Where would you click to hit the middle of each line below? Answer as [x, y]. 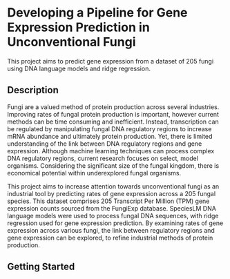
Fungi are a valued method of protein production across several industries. [113, 107]
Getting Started [41, 267]
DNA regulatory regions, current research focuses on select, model [103, 158]
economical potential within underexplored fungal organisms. [94, 173]
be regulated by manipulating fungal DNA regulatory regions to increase [109, 128]
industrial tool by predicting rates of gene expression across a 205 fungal [112, 193]
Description [33, 90]
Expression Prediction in [78, 27]
